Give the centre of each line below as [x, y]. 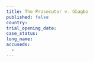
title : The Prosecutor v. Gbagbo [47, 12]
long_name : [20, 39]
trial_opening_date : [32, 28]
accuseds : [18, 45]
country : [17, 22]
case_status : [22, 34]
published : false [27, 17]
